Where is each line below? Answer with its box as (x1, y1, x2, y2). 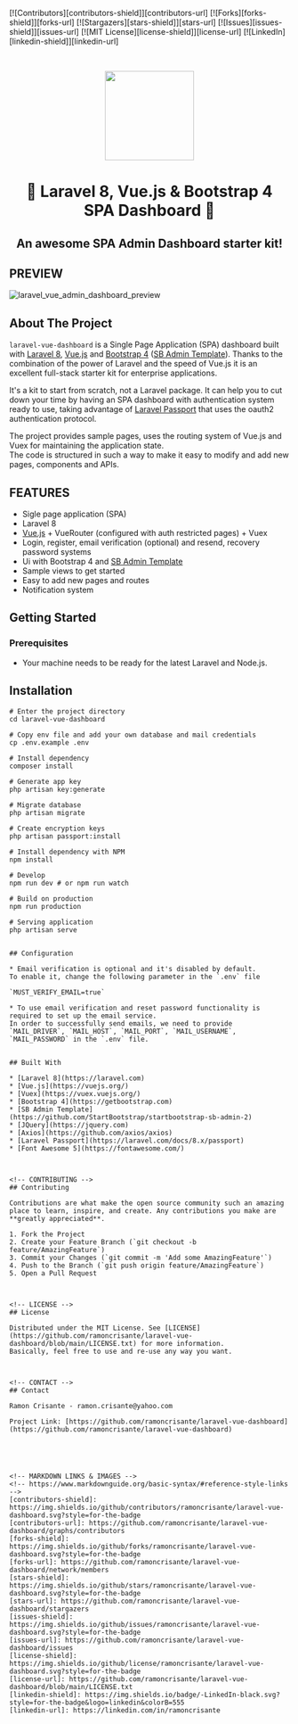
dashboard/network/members (9, 1565, 109, 1574)
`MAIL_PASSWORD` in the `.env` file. (9, 1035, 149, 1043)
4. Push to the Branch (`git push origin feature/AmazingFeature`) (9, 1261, 265, 1270)
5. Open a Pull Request (9, 1268, 98, 1278)
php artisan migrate (9, 808, 86, 817)
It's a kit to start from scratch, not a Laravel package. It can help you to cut (9, 385, 283, 396)
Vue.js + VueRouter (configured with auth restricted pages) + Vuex (21, 528, 269, 539)
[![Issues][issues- (217, 17, 283, 28)
